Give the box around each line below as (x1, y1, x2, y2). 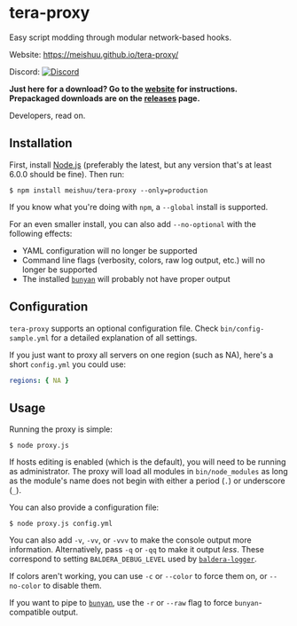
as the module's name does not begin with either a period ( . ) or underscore (9, 475, 285, 486)
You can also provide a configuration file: (9, 502, 160, 513)
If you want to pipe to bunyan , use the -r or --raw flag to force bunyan (9, 598, 259, 608)
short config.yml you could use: (9, 358, 127, 370)
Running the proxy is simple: (9, 424, 113, 434)
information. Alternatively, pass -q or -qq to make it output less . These (9, 544, 264, 555)
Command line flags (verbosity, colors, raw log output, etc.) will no (21, 254, 266, 265)
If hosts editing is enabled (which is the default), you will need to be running (9, 457, 286, 467)
